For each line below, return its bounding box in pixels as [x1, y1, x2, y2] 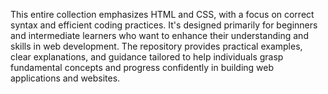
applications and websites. [10, 72, 121, 84]
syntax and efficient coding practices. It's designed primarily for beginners [10, 19, 318, 31]
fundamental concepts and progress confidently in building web [10, 62, 275, 73]
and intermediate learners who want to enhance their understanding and [10, 30, 309, 41]
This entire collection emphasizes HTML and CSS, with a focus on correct [10, 9, 315, 20]
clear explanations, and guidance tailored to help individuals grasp [10, 51, 284, 63]
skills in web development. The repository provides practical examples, [10, 40, 303, 52]
